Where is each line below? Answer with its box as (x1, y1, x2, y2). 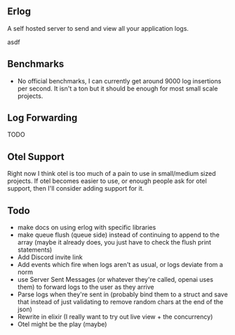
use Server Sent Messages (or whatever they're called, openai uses (17, 275, 214, 284)
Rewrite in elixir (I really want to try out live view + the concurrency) (17, 313, 213, 321)
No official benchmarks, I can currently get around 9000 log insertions (17, 76, 222, 85)
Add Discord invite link (17, 253, 83, 261)
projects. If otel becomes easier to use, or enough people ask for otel (7, 177, 207, 185)
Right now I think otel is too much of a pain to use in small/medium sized (7, 170, 216, 178)
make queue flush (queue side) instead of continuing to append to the (17, 231, 220, 239)
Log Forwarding (7, 112, 78, 124)
